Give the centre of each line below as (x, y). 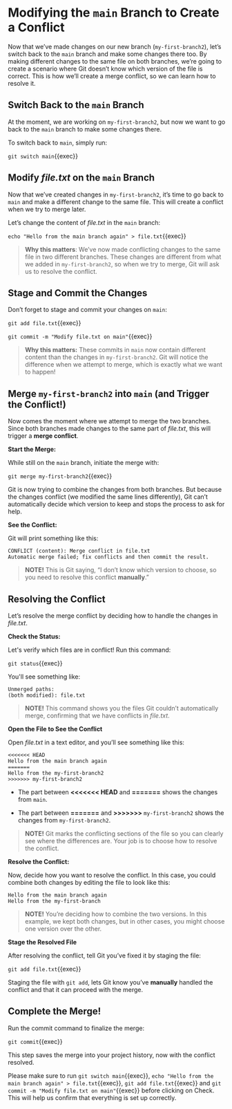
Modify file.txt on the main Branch (81, 178)
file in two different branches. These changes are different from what (123, 257)
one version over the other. (63, 929)
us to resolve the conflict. (61, 271)
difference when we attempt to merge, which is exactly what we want (124, 365)
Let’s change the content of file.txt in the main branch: (84, 222)
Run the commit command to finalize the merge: (76, 1028)
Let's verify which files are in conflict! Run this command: (89, 650)
